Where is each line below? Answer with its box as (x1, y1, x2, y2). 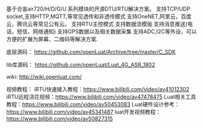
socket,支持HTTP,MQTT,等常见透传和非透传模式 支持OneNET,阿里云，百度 (6, 13, 192, 20)
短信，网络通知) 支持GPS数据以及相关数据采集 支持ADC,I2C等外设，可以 (16, 28, 197, 35)
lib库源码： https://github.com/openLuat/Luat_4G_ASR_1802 (6, 61, 155, 68)
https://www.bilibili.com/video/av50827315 (6, 115, 113, 122)
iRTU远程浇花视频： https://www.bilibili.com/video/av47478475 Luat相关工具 (6, 93, 196, 100)
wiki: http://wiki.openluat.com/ (6, 73, 82, 80)
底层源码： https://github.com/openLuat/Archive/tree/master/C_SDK (6, 48, 176, 56)
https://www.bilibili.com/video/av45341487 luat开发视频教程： (6, 108, 161, 115)
